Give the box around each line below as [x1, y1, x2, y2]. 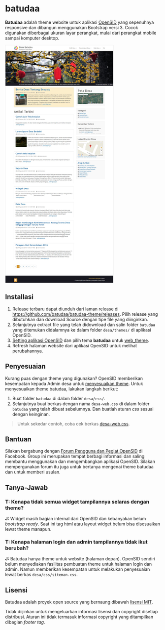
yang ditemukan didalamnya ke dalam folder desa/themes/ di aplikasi [12, 327, 151, 333]
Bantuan [5, 435, 32, 444]
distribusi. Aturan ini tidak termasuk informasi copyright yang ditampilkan [5, 614, 154, 620]
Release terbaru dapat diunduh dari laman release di [12, 306, 119, 312]
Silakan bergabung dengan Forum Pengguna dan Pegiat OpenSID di [5, 448, 143, 454]
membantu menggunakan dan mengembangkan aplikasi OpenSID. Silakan [5, 459, 155, 464]
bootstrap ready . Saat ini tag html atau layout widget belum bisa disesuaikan [5, 521, 160, 527]
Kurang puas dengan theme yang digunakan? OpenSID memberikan [5, 375, 143, 381]
